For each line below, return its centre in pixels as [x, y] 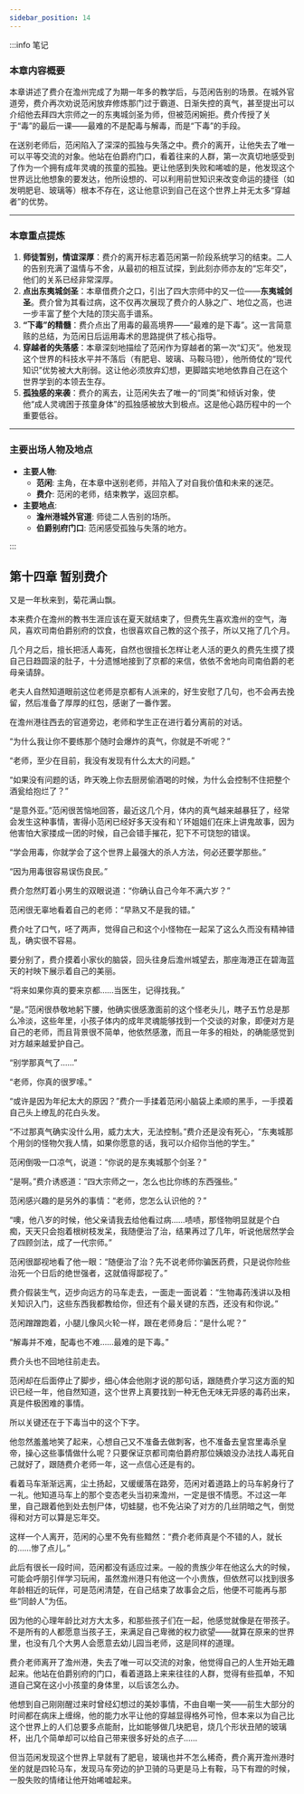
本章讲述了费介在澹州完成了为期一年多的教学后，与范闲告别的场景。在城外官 [152, 91]
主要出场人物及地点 [51, 450]
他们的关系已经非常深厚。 [70, 280]
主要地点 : [39, 505]
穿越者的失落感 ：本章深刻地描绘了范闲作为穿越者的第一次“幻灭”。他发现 [157, 348]
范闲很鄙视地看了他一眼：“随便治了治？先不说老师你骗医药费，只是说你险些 [150, 1262]
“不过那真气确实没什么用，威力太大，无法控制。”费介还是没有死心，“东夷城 [147, 1131]
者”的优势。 [31, 201]
